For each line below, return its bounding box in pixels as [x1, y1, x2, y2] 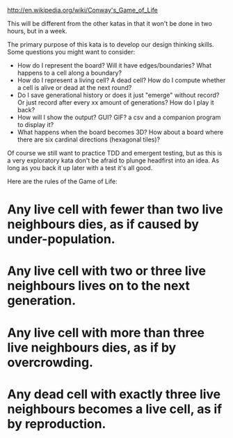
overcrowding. [7, 354, 94, 370]
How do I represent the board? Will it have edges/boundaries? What [17, 61, 212, 69]
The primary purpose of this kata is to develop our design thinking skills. [7, 40, 214, 48]
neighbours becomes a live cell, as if [7, 401, 223, 417]
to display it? [17, 121, 54, 128]
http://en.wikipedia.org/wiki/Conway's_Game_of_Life [7, 6, 159, 14]
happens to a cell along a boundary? [17, 69, 122, 77]
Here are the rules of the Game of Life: [7, 177, 118, 186]
